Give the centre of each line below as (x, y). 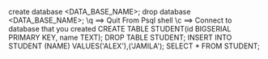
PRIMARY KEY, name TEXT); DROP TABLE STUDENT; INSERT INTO (120, 37)
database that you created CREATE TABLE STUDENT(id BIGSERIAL (120, 29)
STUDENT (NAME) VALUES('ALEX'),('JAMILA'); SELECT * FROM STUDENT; (134, 46)
